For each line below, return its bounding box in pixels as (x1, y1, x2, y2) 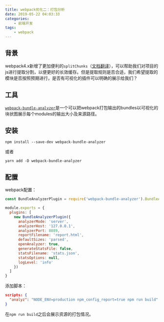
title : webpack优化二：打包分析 (5, 7, 65, 12)
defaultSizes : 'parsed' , (18, 237, 69, 242)
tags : (5, 25, 16, 30)
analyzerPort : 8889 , (18, 228, 60, 233)
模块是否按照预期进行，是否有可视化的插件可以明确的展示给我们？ (5, 75, 138, 81)
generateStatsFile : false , (18, 246, 73, 251)
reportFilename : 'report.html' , (18, 233, 84, 238)
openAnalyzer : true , (18, 242, 60, 247)
